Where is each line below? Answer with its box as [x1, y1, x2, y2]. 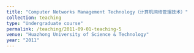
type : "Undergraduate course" [6, 20, 84, 26]
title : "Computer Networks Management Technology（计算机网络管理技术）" [6, 9, 188, 15]
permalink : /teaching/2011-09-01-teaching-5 [6, 26, 122, 32]
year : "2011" [6, 37, 40, 43]
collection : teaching [6, 15, 62, 21]
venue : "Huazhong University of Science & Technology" [6, 32, 149, 38]
